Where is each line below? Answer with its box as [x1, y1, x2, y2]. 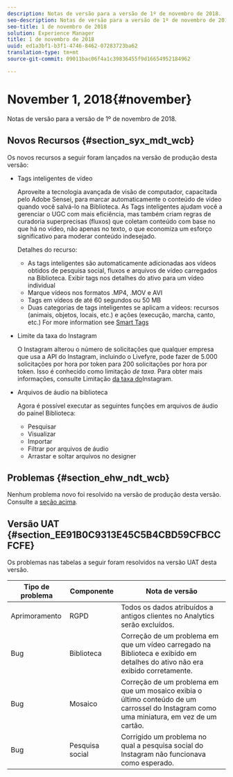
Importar [27, 437, 53, 445]
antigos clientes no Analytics [121, 611, 215, 621]
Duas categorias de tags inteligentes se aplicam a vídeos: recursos [27, 303, 220, 312]
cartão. [121, 721, 144, 730]
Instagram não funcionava [121, 749, 206, 759]
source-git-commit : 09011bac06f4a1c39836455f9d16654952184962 [7, 56, 191, 63]
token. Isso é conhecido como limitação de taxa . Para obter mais [17, 367, 203, 376]
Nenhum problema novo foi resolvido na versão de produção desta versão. [7, 490, 222, 499]
